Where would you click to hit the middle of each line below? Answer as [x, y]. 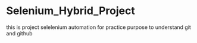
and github [19, 33]
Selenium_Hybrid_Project [71, 11]
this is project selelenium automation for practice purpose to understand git [99, 27]
